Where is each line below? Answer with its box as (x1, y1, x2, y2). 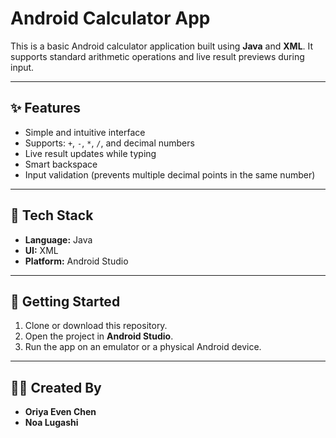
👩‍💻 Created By (10, 379, 102, 396)
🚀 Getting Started (10, 293, 121, 310)
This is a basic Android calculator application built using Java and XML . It (10, 40, 314, 52)
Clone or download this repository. (24, 320, 168, 332)
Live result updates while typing (24, 147, 157, 159)
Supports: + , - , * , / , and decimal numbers (24, 137, 195, 149)
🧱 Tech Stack (10, 207, 94, 224)
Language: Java (24, 233, 93, 246)
